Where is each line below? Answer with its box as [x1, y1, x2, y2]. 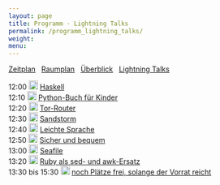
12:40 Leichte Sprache [8, 125, 95, 135]
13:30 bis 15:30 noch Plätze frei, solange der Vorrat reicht [8, 167, 212, 177]
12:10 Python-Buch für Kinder [8, 92, 119, 102]
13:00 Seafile [8, 146, 63, 156]
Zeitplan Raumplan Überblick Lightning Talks [8, 64, 170, 74]
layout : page [8, 11, 53, 20]
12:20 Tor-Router [8, 103, 76, 114]
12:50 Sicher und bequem [8, 136, 106, 145]
